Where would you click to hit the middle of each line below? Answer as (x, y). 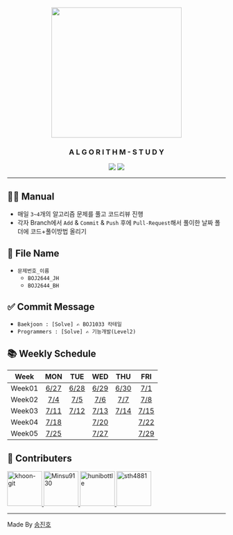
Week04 (25, 422)
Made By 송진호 (29, 525)
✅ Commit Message (51, 307)
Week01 (25, 388)
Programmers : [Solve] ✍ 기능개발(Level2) (77, 331)
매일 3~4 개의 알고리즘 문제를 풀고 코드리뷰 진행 (80, 214)
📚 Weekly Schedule (52, 354)
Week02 (25, 400)
